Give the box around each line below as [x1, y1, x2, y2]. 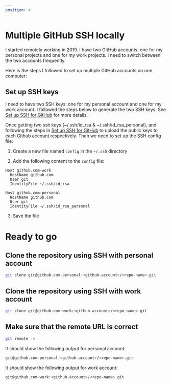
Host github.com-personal [5, 190, 60, 196]
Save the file [12, 213, 39, 219]
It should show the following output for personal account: [5, 345, 126, 351]
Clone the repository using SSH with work [5, 287, 141, 295]
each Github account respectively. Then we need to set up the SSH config [5, 133, 161, 139]
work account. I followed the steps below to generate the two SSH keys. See [5, 106, 166, 113]
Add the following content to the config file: [12, 158, 105, 164]
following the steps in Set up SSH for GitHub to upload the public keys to [5, 127, 158, 134]
